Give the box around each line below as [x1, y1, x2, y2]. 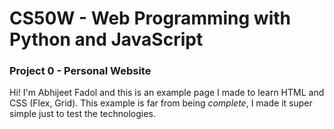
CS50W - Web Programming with [9, 7, 291, 30]
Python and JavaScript [9, 28, 204, 51]
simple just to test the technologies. [9, 108, 156, 120]
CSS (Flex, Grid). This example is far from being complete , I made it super [9, 97, 313, 109]
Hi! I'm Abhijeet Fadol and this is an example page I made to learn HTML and [9, 87, 325, 99]
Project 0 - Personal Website [9, 64, 152, 78]
